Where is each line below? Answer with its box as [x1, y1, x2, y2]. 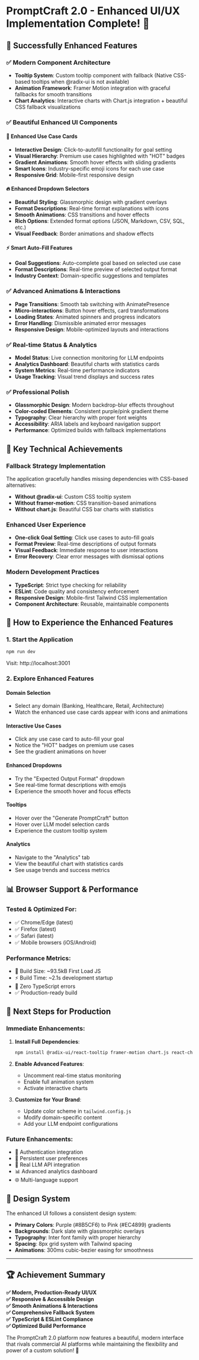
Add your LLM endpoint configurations [23, 1120, 118, 1127]
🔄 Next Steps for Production [6, 1006, 111, 1017]
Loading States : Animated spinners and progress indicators [14, 313, 161, 320]
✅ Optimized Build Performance [6, 1322, 86, 1329]
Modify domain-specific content [23, 1113, 102, 1121]
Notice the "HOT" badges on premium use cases [14, 742, 134, 749]
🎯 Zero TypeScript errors [14, 983, 76, 990]
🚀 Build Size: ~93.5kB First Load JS [14, 968, 101, 975]
